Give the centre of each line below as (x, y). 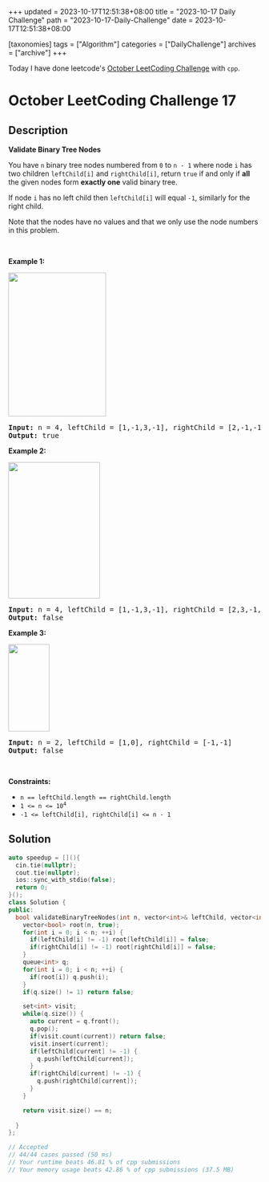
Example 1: (27, 261)
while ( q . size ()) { (53, 1014)
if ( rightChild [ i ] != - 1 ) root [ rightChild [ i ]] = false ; (123, 947)
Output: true (34, 435)
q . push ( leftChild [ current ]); (86, 1058)
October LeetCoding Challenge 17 (122, 101)
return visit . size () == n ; (68, 1111)
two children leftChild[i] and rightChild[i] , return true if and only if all (129, 173)
